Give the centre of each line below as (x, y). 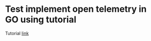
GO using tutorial (41, 20)
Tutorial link (17, 33)
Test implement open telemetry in (76, 9)
